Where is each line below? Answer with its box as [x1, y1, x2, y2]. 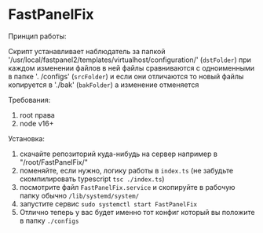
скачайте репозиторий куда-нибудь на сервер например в [19, 149, 218, 158]
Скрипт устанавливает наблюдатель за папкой [8, 46, 166, 56]
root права [19, 110, 55, 119]
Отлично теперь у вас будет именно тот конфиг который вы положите [19, 207, 255, 217]
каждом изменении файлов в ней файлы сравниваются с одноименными [8, 63, 255, 72]
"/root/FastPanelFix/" [19, 157, 89, 166]
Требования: [8, 95, 51, 104]
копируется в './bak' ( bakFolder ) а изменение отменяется [8, 80, 199, 89]
